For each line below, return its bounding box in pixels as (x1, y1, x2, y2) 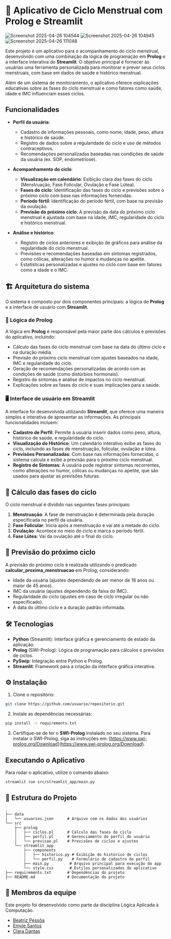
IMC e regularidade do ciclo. (12, 360, 73, 366)
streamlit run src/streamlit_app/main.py (5, 779, 95, 784)
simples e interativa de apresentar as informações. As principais (5, 414, 141, 420)
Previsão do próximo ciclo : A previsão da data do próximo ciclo (20, 209, 155, 215)
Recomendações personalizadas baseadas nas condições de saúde (20, 151, 164, 157)
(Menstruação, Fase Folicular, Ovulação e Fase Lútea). (20, 182, 136, 188)
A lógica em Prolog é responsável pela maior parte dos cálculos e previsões (5, 328, 166, 334)
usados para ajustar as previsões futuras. (12, 473, 100, 479)
